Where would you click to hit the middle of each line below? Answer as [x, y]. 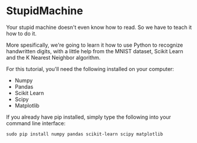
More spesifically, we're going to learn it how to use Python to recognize [95, 45]
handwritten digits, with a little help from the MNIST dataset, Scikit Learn [95, 51]
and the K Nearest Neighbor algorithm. [53, 57]
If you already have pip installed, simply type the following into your [89, 117]
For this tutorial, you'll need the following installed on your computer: [90, 69]
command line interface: [36, 123]
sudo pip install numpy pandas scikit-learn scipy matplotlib [85, 134]
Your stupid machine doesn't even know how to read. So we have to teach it [99, 27]
